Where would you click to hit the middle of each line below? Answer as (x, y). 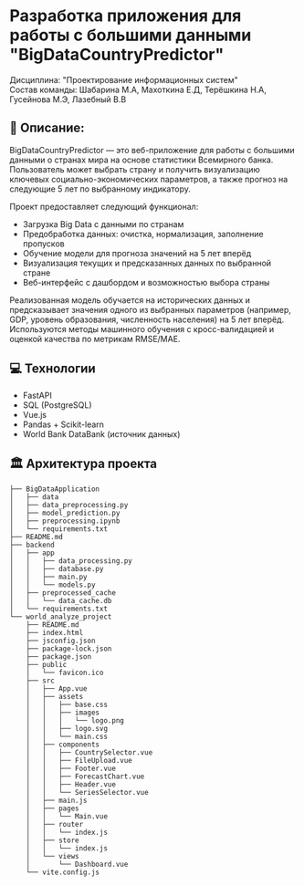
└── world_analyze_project (61, 617)
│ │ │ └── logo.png (75, 721)
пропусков (44, 244)
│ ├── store (52, 840)
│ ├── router (55, 825)
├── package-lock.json (69, 649)
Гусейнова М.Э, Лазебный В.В (68, 99)
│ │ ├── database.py (57, 569)
